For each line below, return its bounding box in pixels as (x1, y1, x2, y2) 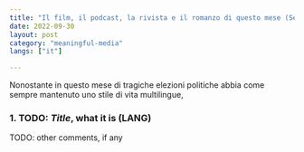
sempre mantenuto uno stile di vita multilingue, (9, 90, 184, 100)
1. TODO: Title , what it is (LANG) (9, 112, 152, 125)
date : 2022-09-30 (9, 22, 75, 31)
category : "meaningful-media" (9, 38, 124, 48)
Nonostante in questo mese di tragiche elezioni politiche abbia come (9, 80, 265, 90)
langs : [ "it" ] (9, 47, 63, 56)
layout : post (9, 30, 59, 39)
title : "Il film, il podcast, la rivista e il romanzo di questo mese (9, 13, 281, 23)
